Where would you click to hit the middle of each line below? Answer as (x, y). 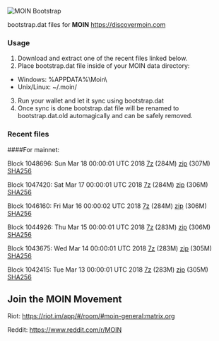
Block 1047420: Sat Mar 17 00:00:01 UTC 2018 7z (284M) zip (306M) (108, 185)
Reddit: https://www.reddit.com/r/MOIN (65, 330)
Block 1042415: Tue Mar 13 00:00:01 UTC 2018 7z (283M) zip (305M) (108, 270)
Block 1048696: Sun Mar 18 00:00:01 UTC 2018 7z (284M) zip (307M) (109, 163)
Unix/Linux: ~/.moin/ (47, 87)
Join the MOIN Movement (65, 299)
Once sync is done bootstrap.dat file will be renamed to (98, 108)
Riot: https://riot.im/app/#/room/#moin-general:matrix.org (91, 316)
